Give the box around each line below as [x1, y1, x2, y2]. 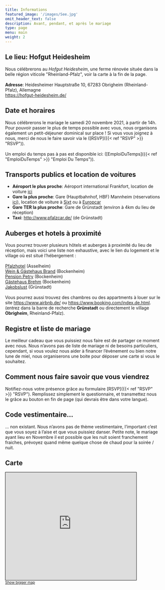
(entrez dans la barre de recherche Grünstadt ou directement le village [5, 305, 149, 311]
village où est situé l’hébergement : [5, 253, 76, 259]
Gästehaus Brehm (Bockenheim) [5, 279, 71, 285]
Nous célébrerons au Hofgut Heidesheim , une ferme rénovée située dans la [5, 66, 159, 72]
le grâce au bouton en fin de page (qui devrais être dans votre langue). [5, 396, 149, 402]
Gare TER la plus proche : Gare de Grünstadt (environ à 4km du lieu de [12, 204, 155, 210]
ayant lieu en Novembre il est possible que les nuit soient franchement [5, 434, 148, 440]
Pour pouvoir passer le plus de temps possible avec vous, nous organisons [5, 125, 158, 131]
